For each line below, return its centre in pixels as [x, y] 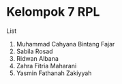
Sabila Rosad [34, 51]
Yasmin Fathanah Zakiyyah [54, 73]
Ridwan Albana [37, 58]
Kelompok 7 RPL [53, 12]
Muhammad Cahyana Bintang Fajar [65, 44]
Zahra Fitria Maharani [46, 66]
